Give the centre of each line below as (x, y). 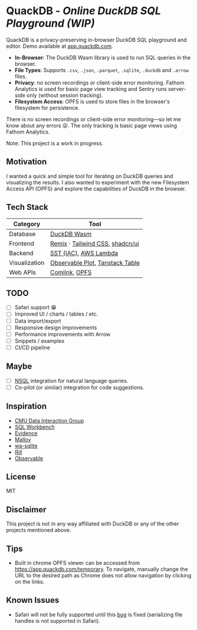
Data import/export (38, 321)
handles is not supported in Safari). (57, 621)
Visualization (27, 262)
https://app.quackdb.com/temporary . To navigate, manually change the (101, 569)
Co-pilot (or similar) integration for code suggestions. (79, 387)
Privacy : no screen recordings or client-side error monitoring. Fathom (99, 82)
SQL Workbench (35, 427)
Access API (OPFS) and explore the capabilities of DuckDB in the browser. (96, 189)
